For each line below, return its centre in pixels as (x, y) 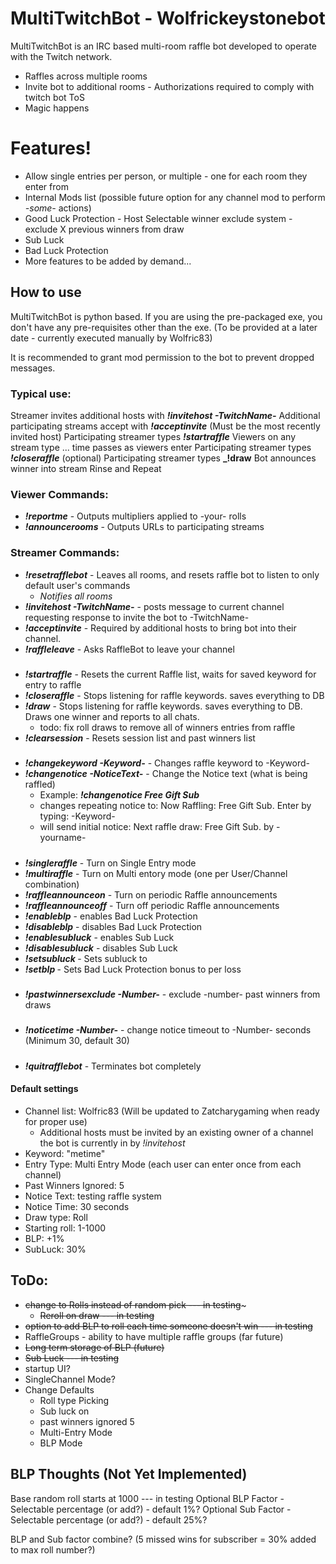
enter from (46, 186)
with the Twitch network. (61, 56)
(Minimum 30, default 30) (77, 1041)
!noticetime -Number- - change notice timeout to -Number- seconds (168, 1030)
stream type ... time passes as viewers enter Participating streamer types (161, 447)
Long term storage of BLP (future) (94, 1347)
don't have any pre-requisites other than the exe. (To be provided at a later (164, 327)
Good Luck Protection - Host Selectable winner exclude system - (158, 218)
